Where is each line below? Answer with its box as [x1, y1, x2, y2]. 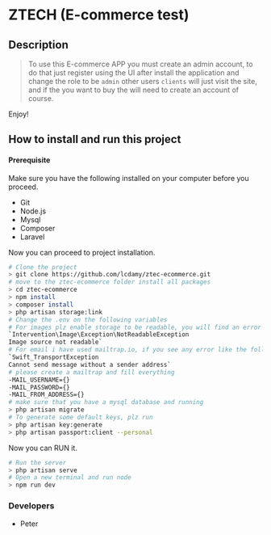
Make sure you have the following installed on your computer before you [8, 173, 250, 183]
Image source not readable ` [8, 338, 103, 347]
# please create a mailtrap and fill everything [8, 368, 175, 377]
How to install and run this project [8, 133, 181, 146]
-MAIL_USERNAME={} [8, 376, 70, 384]
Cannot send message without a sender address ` [8, 360, 172, 369]
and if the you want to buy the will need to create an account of [27, 85, 240, 95]
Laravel [19, 232, 45, 242]
